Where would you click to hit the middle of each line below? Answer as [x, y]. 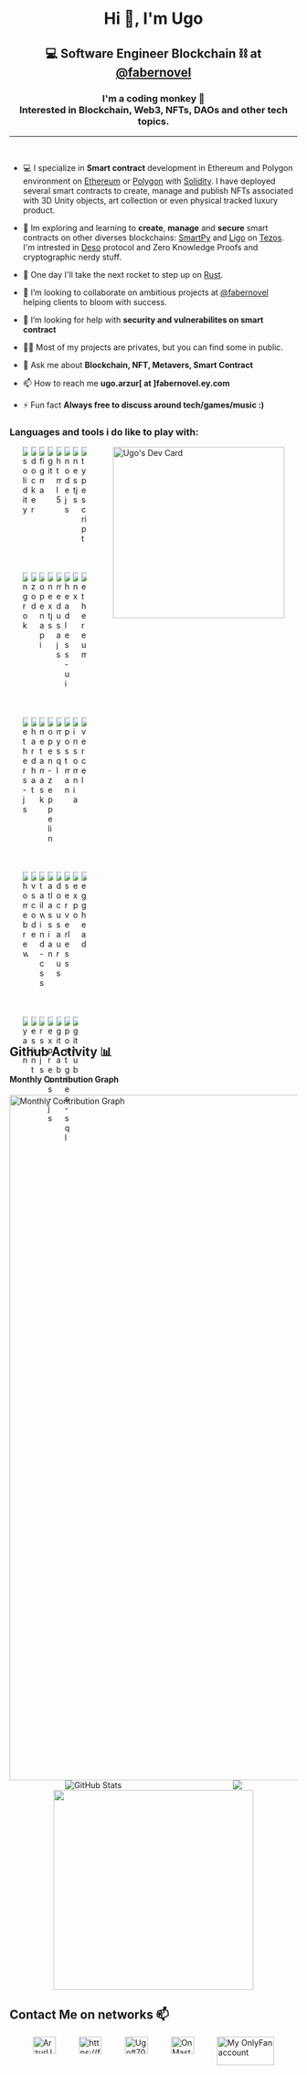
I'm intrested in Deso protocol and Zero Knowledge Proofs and [140, 247]
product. [39, 210]
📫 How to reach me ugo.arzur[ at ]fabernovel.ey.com [126, 383]
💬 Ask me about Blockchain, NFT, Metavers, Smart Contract [138, 365]
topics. [153, 121]
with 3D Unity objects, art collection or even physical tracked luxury [150, 200]
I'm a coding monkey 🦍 [153, 98]
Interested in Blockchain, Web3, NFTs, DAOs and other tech [153, 110]
